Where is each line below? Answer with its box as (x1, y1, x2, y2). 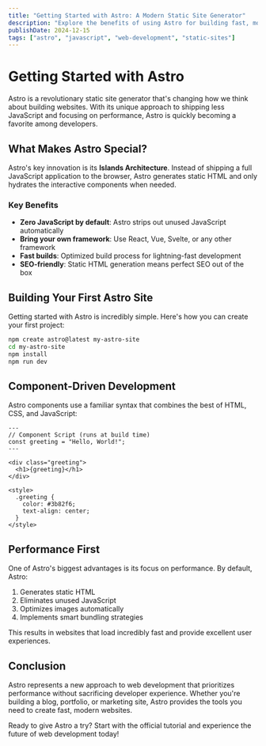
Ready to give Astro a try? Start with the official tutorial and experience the (8, 721, 252, 730)
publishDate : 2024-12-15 (8, 26, 90, 34)
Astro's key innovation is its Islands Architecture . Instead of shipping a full (8, 163, 253, 172)
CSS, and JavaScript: (8, 409, 78, 418)
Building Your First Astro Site (8, 290, 154, 305)
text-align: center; (22, 507, 90, 515)
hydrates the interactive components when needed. (8, 180, 177, 189)
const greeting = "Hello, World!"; (8, 438, 126, 446)
